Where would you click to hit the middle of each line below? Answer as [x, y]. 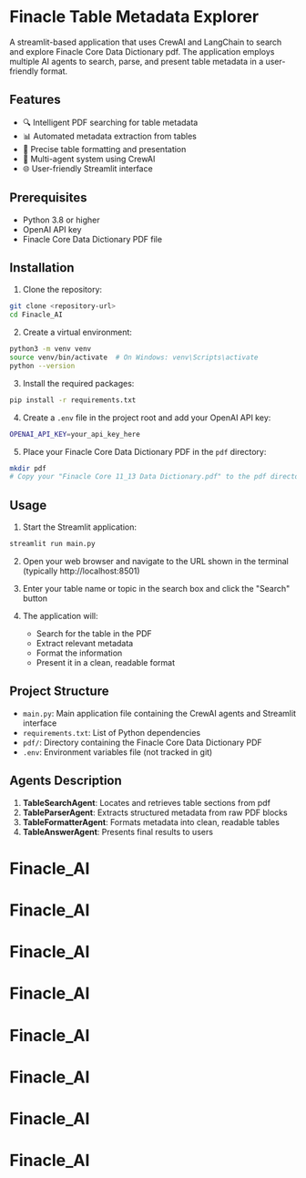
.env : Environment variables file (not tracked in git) [117, 752]
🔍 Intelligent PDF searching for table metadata [110, 122]
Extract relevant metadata [85, 643]
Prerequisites [48, 198]
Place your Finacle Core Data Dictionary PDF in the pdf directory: [144, 451]
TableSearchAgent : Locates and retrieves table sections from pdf [147, 802]
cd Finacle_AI [36, 315]
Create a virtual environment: [77, 332]
